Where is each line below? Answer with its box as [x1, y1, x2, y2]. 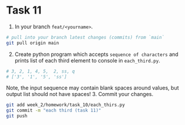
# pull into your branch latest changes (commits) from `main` [6, 34, 165, 40]
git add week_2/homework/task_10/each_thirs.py [6, 102, 125, 108]
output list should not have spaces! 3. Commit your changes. [6, 91, 154, 98]
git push [6, 113, 28, 119]
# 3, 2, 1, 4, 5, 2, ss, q [6, 68, 75, 74]
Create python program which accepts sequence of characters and [14, 51, 179, 58]
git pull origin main [6, 40, 60, 46]
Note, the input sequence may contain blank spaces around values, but [6, 84, 179, 91]
